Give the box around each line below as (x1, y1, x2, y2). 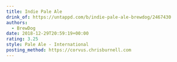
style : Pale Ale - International (6, 42, 89, 48)
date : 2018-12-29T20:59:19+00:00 (6, 31, 89, 37)
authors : (6, 19, 28, 25)
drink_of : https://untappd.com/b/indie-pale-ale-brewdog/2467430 (6, 14, 171, 20)
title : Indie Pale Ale (6, 8, 62, 15)
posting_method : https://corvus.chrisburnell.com (6, 47, 132, 53)
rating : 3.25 (6, 36, 39, 42)
